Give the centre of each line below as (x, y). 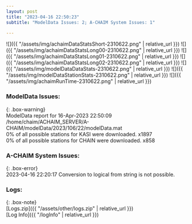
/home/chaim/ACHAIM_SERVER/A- (48, 122)
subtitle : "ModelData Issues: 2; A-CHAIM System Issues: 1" (81, 22)
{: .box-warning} (26, 109)
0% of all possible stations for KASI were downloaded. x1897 (79, 134)
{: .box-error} (22, 168)
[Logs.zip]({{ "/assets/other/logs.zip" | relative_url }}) (70, 209)
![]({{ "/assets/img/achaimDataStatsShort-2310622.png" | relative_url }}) (93, 44)
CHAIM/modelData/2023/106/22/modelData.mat (64, 128)
